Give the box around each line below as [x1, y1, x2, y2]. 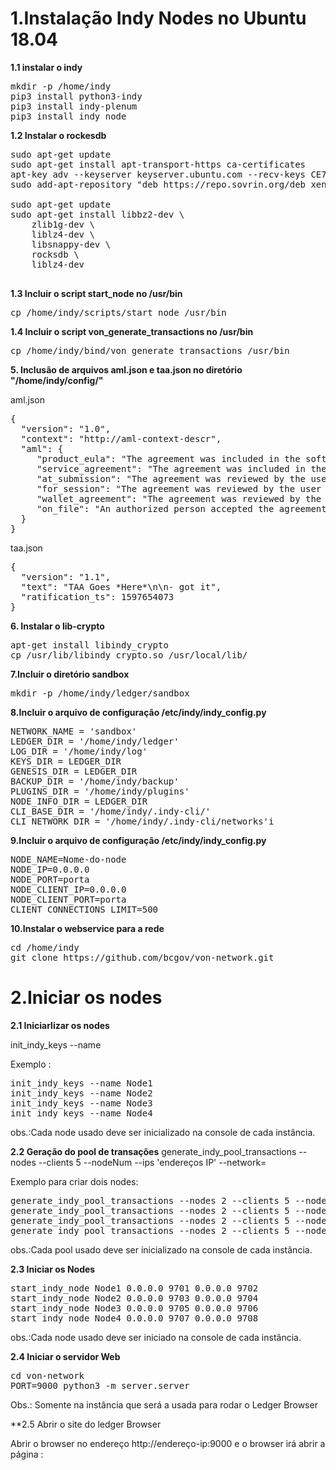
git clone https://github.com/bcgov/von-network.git [10, 952, 275, 963]
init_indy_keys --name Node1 [10, 1077, 153, 1089]
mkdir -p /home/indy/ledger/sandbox [10, 687, 190, 699]
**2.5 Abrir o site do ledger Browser [10, 1418, 162, 1430]
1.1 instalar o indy [10, 61, 83, 73]
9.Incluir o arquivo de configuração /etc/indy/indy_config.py [10, 834, 267, 846]
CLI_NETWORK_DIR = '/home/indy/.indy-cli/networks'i [10, 815, 275, 827]
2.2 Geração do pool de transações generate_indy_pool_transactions [10, 1145, 297, 1157]
